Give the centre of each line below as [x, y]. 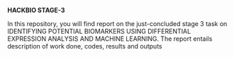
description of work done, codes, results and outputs [85, 46]
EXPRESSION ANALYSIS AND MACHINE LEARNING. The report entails [110, 39]
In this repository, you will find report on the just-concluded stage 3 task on [117, 24]
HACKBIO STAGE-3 [36, 10]
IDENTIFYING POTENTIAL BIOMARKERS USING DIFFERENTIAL [99, 31]
